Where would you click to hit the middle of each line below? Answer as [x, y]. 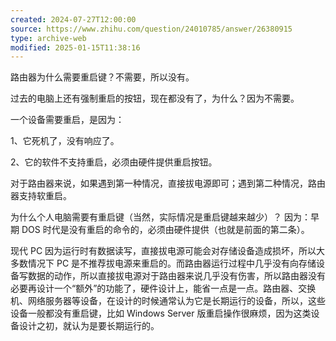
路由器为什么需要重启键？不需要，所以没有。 [102, 77]
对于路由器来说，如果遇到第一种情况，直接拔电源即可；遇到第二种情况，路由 [168, 183]
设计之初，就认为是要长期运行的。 [89, 326]
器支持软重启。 [41, 196]
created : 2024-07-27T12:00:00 [73, 19]
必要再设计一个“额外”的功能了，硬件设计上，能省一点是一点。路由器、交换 [163, 288]
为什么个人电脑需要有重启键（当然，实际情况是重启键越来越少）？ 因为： [160, 217]
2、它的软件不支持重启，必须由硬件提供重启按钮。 [114, 162]
